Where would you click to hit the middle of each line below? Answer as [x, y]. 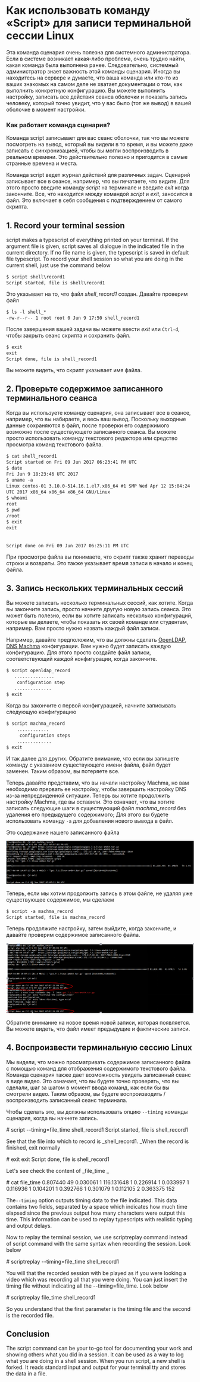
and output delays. [29, 1225]
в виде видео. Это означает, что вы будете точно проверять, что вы [93, 1081]
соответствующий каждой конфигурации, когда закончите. [82, 658]
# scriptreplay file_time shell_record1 [51, 1297]
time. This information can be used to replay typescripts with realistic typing [99, 1219]
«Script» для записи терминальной [99, 23]
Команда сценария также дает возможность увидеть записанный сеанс [99, 1075]
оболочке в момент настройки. [46, 109]
